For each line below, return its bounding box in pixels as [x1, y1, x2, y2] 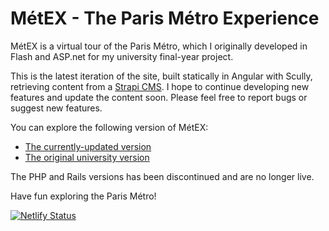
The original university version [24, 151, 150, 163]
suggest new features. [10, 102, 103, 114]
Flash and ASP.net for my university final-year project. [10, 50, 234, 62]
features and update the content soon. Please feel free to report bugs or [10, 91, 308, 103]
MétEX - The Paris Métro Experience [10, 7, 320, 30]
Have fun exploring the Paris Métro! [10, 190, 157, 202]
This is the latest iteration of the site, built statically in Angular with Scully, [10, 70, 313, 82]
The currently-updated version [24, 140, 152, 152]
